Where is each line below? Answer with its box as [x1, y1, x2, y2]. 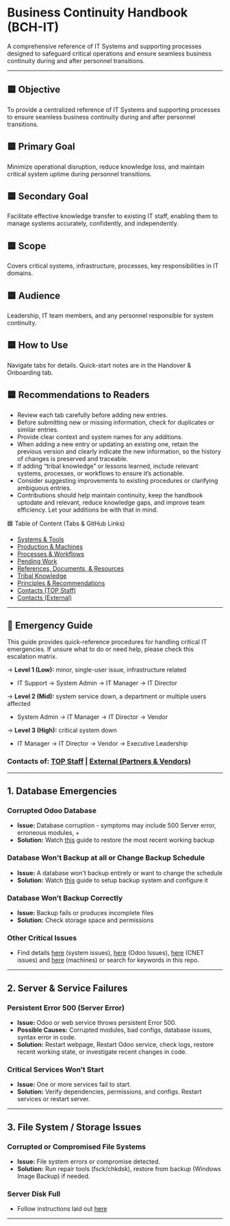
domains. [7, 269, 34, 277]
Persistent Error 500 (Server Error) [7, 1003, 125, 1013]
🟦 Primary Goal [7, 141, 75, 152]
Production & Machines [16, 542, 84, 550]
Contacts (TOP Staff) [16, 586, 77, 594]
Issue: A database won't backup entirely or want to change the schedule [16, 869, 222, 877]
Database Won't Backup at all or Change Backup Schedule [7, 853, 205, 862]
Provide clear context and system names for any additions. [16, 432, 183, 440]
